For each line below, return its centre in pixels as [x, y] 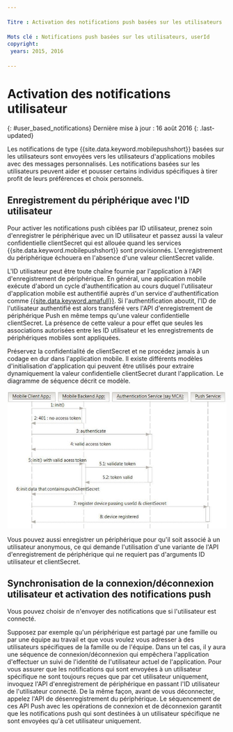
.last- [207, 128]
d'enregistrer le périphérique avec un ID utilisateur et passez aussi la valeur [115, 235]
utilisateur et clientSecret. [44, 562]
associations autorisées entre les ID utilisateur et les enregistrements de [110, 330]
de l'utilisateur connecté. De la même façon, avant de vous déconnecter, [111, 691]
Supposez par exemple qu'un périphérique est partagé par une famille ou [112, 632]
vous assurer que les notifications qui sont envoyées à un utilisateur [104, 669]
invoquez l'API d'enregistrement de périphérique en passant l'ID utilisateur [114, 684]
